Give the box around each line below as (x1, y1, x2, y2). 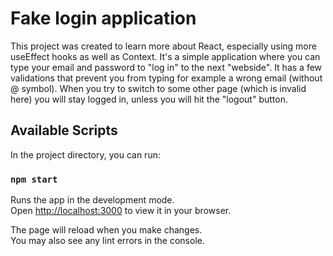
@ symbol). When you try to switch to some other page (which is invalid (10, 82, 307, 94)
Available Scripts (10, 122, 118, 139)
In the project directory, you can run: (10, 148, 161, 161)
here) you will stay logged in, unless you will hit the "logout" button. (10, 93, 288, 105)
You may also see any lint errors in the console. (10, 235, 205, 247)
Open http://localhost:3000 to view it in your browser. (10, 205, 232, 217)
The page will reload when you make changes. (10, 224, 203, 236)
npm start (10, 173, 58, 185)
